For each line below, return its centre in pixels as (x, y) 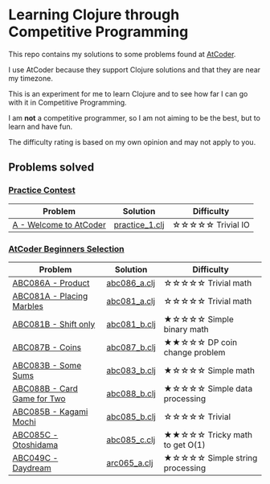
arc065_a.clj (130, 462)
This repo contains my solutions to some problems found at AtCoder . (122, 54)
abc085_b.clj (131, 416)
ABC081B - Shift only (54, 324)
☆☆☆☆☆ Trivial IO (211, 224)
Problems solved (51, 168)
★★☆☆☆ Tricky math (208, 434)
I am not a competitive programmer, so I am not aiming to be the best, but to (135, 117)
